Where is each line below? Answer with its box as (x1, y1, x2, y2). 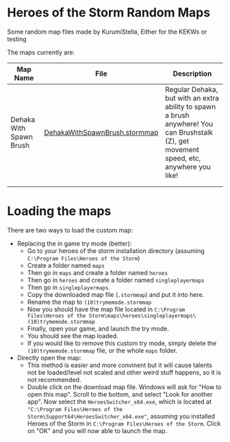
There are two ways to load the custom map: (7, 225, 133, 234)
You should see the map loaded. (27, 331, 118, 340)
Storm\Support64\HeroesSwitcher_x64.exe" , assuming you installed (27, 412, 216, 420)
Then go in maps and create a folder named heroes (27, 268, 168, 276)
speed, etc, (165, 153, 201, 163)
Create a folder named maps (27, 261, 105, 269)
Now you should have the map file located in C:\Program (27, 305, 186, 313)
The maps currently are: (7, 48, 75, 56)
